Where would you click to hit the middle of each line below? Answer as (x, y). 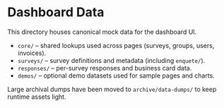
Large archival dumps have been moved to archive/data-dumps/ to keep (112, 89)
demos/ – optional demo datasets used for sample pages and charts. (116, 76)
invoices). (32, 53)
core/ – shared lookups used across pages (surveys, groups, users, (116, 45)
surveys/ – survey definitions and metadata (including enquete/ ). (111, 60)
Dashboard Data (56, 12)
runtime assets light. (37, 97)
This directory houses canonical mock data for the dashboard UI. (102, 32)
